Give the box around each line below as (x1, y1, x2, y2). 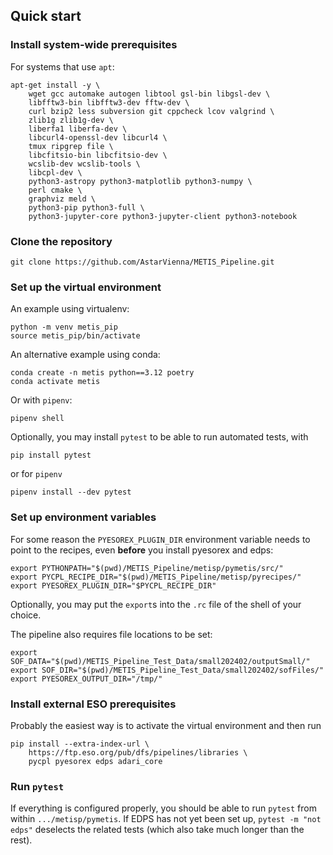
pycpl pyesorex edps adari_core (28, 756, 163, 766)
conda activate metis (10, 377, 101, 387)
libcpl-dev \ (28, 167, 83, 178)
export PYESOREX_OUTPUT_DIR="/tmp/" (10, 674, 163, 684)
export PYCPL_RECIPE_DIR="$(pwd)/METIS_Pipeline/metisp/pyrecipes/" (10, 572, 302, 582)
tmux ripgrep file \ (28, 141, 114, 151)
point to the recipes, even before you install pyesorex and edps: (10, 544, 274, 556)
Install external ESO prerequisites (10, 697, 177, 711)
